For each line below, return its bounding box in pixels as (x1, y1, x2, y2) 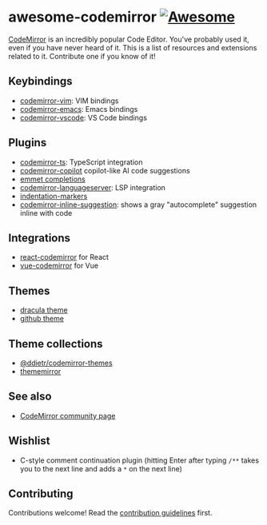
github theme (19, 314, 64, 324)
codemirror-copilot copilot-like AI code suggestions (19, 165, 190, 175)
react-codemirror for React (19, 253, 110, 262)
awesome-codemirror (8, 8, 157, 26)
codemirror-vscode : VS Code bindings (19, 113, 148, 122)
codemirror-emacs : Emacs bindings (19, 104, 138, 113)
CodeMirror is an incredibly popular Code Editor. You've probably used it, (8, 34, 249, 44)
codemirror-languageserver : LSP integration (19, 182, 166, 192)
